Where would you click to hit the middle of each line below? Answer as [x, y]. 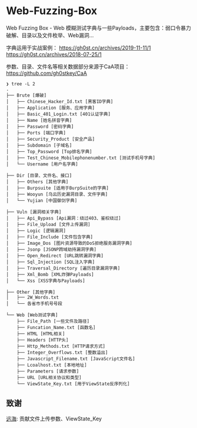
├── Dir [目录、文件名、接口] [39, 175]
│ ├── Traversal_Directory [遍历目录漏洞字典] [63, 268]
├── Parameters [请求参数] [48, 371]
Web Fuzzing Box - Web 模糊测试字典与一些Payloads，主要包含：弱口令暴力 [98, 28]
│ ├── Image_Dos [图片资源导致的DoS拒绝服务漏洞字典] [69, 243]
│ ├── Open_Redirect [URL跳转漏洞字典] [55, 256]
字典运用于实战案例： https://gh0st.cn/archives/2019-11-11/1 [79, 48]
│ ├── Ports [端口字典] [36, 133]
